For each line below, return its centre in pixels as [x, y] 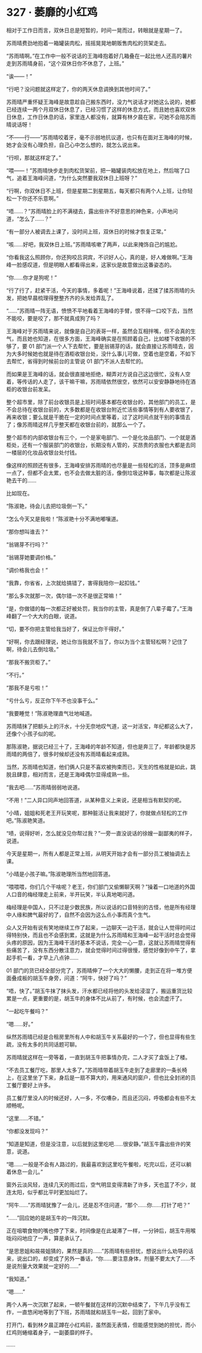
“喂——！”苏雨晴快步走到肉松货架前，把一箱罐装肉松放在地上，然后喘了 [96, 170]
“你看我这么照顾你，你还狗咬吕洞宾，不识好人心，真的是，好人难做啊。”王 [97, 257]
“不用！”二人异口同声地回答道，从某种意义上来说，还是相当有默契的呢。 [96, 800]
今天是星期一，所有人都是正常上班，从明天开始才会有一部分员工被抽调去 [96, 854]
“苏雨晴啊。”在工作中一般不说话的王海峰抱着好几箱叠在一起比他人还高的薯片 [99, 55]
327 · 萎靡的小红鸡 [52, 12]
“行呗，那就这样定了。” [34, 157]
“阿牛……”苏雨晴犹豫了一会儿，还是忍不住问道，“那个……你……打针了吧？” [98, 1205]
